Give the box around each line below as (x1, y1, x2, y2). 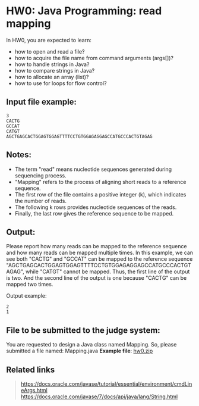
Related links (6, 364, 55, 374)
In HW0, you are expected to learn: (6, 36, 92, 43)
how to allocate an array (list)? (14, 73, 89, 80)
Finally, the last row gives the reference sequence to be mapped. (14, 210, 174, 217)
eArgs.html (20, 387, 48, 393)
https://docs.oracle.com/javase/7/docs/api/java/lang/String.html (20, 393, 178, 400)
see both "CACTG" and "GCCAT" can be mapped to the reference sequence (6, 255, 193, 263)
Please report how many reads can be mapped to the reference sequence (6, 243, 187, 250)
